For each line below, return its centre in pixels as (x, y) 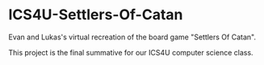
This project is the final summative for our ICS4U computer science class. (131, 52)
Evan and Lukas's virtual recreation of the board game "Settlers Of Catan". (132, 37)
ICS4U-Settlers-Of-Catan (96, 15)
